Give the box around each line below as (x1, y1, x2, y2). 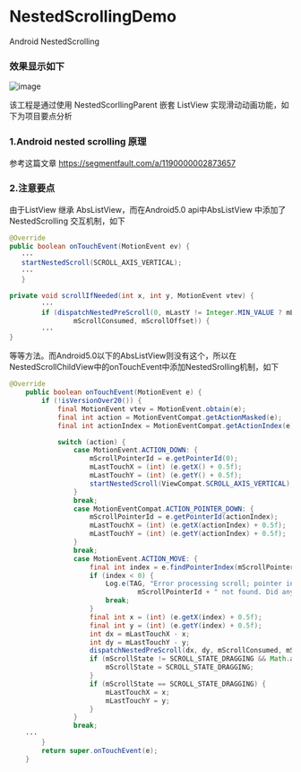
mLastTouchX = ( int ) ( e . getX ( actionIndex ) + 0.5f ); (89, 521, 287, 531)
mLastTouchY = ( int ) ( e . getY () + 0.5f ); (89, 471, 243, 480)
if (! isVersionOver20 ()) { (41, 397, 142, 406)
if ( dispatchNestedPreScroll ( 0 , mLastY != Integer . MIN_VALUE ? (41, 308, 282, 317)
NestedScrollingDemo (9, 6, 177, 27)
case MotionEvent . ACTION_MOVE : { (73, 554, 199, 563)
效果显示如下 (9, 60, 65, 73)
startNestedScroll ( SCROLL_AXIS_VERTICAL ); (21, 259, 182, 268)
